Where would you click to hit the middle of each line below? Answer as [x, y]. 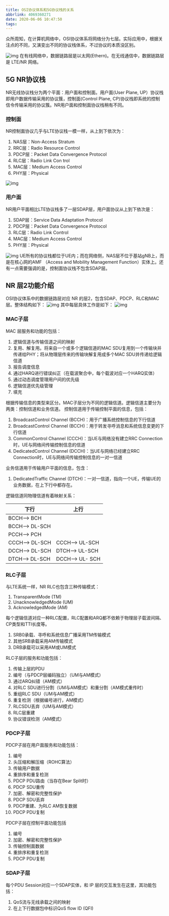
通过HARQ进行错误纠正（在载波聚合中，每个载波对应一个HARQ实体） [85, 373]
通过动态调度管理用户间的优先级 [46, 379]
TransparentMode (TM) [37, 597]
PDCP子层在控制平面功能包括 [36, 823]
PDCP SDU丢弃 [29, 800]
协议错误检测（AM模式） [39, 719]
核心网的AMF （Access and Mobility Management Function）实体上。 [87, 262]
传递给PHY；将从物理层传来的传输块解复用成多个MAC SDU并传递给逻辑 [88, 354]
